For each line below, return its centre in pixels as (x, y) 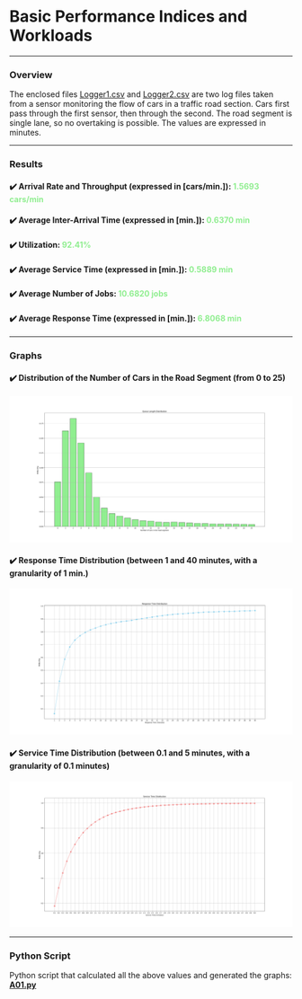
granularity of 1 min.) (49, 573)
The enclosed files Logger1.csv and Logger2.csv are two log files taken (142, 94)
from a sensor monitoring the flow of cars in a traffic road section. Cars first (150, 104)
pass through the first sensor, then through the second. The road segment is (151, 113)
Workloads (51, 35)
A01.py (23, 985)
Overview (31, 75)
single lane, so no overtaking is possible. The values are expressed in (138, 123)
